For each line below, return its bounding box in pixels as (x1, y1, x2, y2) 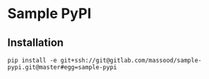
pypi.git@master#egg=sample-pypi (7, 63, 118, 71)
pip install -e (7, 56, 58, 64)
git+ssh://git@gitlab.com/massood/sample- (60, 56, 202, 64)
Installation (7, 36, 64, 49)
